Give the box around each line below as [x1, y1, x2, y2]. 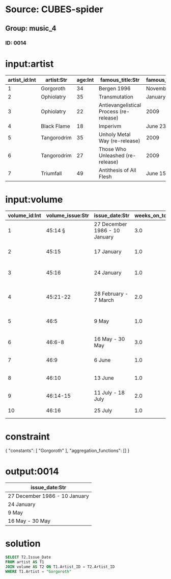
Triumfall [41, 170, 62, 177]
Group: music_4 [5, 24, 57, 33]
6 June [94, 356, 111, 364]
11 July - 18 [94, 389, 125, 396]
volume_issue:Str [46, 212, 89, 219]
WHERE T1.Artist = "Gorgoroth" [5, 569, 72, 574]
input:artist [5, 58, 54, 69]
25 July [94, 407, 112, 414]
